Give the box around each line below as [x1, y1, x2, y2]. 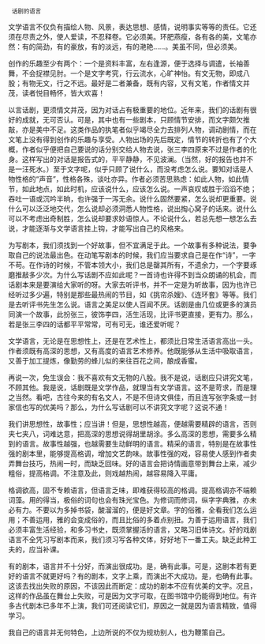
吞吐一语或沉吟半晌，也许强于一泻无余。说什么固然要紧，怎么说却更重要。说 [8, 194, 257, 203]
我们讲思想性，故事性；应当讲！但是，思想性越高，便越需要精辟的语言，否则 [8, 420, 257, 428]
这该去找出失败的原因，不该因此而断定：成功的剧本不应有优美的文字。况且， [8, 582, 257, 590]
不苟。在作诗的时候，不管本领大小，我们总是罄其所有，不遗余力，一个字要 [8, 260, 250, 269]
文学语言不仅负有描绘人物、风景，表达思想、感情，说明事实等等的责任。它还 [8, 22, 257, 32]
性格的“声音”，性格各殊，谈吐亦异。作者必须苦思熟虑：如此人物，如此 [14, 175, 243, 183]
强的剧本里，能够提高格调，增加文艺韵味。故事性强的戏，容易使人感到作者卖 [8, 449, 257, 458]
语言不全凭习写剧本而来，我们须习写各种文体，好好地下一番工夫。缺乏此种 [8, 535, 250, 544]
